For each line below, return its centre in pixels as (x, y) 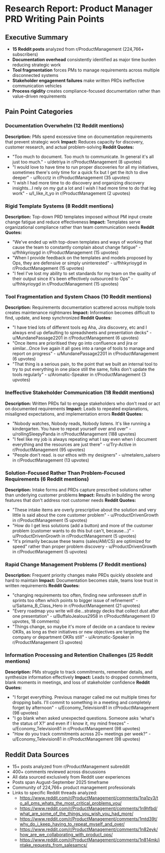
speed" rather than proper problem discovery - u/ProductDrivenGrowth (84, 546)
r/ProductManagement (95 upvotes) (49, 450)
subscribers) (25, 54)
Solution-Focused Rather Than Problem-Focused (65, 473)
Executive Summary (37, 37)
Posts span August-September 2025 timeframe (60, 782)
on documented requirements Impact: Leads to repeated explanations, (77, 409)
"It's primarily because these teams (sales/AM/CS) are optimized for (82, 541)
